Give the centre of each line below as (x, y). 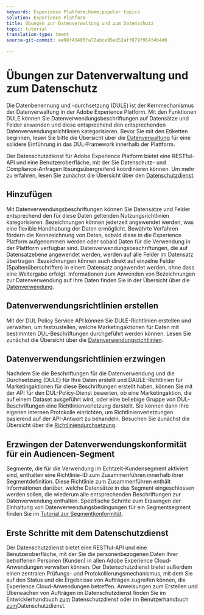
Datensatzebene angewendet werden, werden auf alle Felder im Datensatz (100, 254)
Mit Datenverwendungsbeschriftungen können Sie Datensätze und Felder (98, 209)
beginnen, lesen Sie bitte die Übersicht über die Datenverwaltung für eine (98, 137)
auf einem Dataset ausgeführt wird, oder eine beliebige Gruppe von (91, 400)
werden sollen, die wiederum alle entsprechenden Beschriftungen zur (94, 495)
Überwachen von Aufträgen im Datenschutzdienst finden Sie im (86, 593)
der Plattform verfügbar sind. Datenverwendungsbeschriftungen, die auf (97, 248)
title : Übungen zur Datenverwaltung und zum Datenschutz (80, 23)
